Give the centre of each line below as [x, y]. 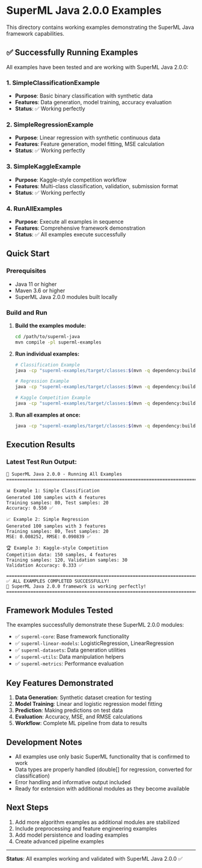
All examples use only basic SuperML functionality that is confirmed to [103, 756]
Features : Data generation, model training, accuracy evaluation [93, 102]
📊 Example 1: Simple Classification [53, 491]
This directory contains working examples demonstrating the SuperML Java [100, 27]
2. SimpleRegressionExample [50, 124]
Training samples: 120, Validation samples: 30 [67, 560]
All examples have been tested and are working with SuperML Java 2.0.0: [97, 67]
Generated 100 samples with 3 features [56, 526]
